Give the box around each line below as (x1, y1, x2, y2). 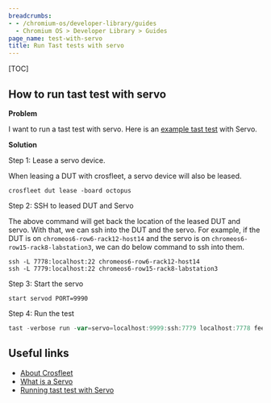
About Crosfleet (19, 368, 73, 377)
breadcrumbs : (8, 11, 52, 20)
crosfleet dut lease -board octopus (8, 186, 131, 194)
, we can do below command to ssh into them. (91, 242, 244, 251)
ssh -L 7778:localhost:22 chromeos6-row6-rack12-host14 (8, 257, 200, 266)
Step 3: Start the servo (8, 279, 84, 289)
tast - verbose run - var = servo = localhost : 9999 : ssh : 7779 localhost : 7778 (8, 324, 251, 332)
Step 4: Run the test (8, 308, 75, 318)
